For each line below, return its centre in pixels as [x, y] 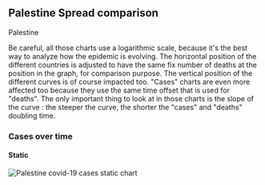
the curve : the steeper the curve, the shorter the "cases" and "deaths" [125, 107]
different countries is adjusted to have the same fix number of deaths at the [133, 65]
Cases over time [41, 136]
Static [18, 155]
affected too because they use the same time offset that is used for [119, 90]
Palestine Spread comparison [83, 13]
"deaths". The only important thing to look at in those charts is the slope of [131, 98]
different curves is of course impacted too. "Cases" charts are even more [129, 81]
